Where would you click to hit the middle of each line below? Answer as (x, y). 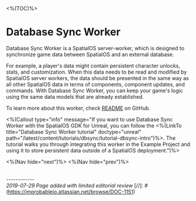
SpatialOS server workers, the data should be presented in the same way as (97, 78)
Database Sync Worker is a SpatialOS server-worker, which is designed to (95, 48)
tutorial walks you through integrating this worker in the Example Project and (98, 144)
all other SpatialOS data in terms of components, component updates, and (96, 84)
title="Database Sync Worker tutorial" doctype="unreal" (74, 131)
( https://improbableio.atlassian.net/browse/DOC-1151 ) (71, 192)
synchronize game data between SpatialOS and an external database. (90, 54)
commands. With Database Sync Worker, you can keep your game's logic (94, 91)
